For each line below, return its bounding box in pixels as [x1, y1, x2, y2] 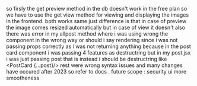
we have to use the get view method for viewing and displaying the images [6, 11, 189, 18]
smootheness [6, 74, 40, 81]
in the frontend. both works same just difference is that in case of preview [6, 18, 187, 24]
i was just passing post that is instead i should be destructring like [6, 56, 167, 62]
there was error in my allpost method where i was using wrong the [6, 30, 168, 37]
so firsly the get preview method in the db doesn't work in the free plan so [6, 5, 188, 12]
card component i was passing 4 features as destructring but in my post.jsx [6, 49, 191, 56]
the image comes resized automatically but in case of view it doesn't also [6, 24, 186, 31]
